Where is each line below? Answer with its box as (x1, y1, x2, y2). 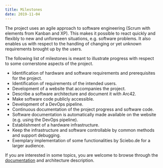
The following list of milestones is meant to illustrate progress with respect (5, 55, 154, 61)
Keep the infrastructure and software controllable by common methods (12, 127, 155, 133)
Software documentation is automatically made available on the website (12, 111, 157, 117)
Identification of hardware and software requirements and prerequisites (12, 70, 156, 76)
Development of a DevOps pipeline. (12, 101, 84, 107)
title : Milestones (5, 7, 42, 12)
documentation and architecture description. (5, 157, 95, 163)
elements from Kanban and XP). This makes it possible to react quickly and (5, 30, 156, 36)
